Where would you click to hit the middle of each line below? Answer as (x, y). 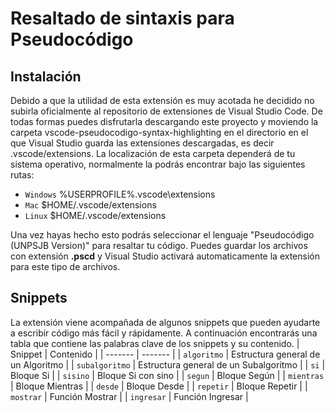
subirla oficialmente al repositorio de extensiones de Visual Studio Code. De (166, 111)
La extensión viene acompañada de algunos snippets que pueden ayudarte (165, 322)
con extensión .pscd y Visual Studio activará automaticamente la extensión (165, 256)
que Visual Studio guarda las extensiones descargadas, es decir (142, 143)
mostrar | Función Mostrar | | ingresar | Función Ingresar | (129, 396)
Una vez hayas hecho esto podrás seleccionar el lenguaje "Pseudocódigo (162, 235)
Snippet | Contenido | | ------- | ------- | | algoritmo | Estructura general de (165, 354)
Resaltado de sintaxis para (122, 18)
